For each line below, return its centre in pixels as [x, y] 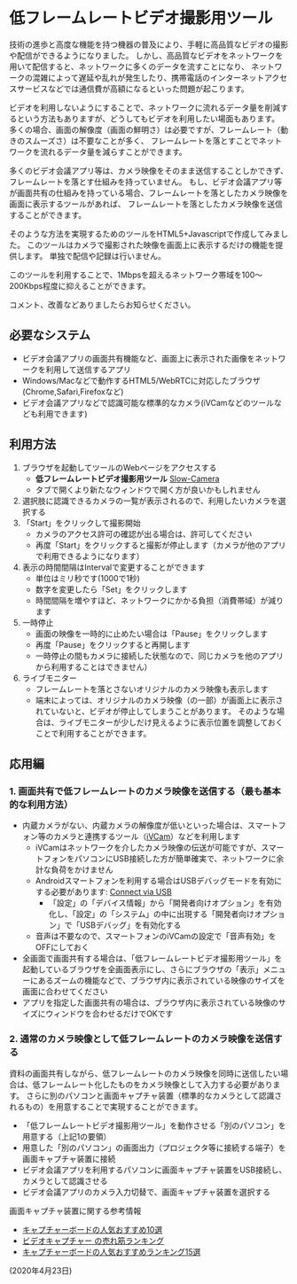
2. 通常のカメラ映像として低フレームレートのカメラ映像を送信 [141, 1039]
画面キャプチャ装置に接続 [69, 1158]
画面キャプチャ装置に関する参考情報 [75, 1210]
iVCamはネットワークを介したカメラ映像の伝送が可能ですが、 [148, 848]
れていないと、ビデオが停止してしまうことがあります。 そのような [156, 711]
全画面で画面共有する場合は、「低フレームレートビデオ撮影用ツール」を [152, 959]
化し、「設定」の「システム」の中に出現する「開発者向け [151, 914]
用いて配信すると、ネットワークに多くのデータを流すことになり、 [129, 66]
